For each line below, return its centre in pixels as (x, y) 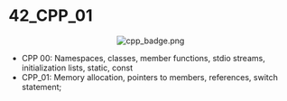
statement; (42, 87)
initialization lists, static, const (77, 68)
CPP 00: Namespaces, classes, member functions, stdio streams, (143, 58)
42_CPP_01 (51, 16)
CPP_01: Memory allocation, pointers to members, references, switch (150, 77)
